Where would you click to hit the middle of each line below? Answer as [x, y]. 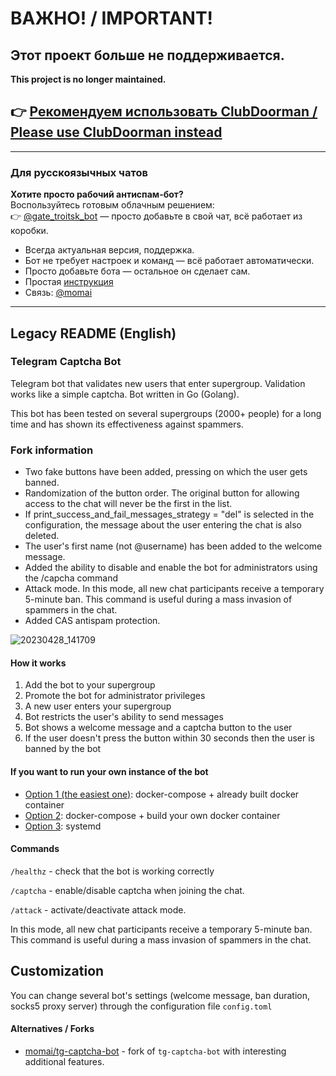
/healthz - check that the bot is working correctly [112, 871]
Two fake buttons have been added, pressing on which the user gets [166, 472]
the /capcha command [71, 578]
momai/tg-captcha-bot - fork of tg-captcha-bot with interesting [155, 1051]
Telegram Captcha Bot [66, 362]
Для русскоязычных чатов [79, 172]
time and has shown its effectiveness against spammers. [127, 424]
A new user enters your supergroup [98, 706]
